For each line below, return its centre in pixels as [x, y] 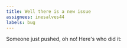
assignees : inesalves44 [35, 17]
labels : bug [21, 22]
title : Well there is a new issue [49, 11]
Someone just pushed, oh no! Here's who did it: [64, 39]
